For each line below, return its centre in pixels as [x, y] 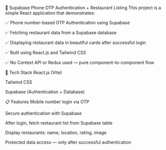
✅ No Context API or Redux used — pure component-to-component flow [80, 63]
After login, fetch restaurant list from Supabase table [59, 123]
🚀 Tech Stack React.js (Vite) [34, 73]
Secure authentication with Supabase [43, 113]
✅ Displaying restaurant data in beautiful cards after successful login [76, 43]
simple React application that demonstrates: [50, 13]
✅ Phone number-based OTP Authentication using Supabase [68, 23]
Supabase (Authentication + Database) [45, 92]
